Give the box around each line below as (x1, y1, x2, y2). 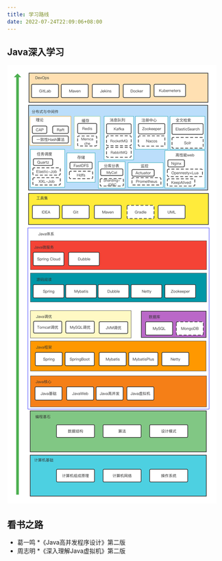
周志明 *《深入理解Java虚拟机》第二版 (16, 547, 126, 555)
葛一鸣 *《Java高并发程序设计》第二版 (16, 538, 126, 547)
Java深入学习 (7, 46, 64, 58)
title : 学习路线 (7, 11, 49, 18)
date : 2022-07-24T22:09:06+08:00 (7, 18, 103, 25)
